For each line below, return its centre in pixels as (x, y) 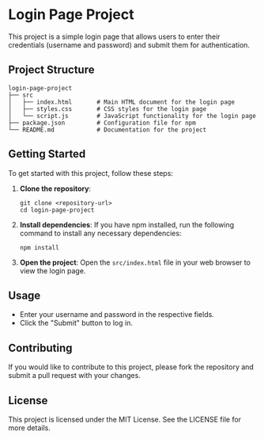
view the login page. (53, 270)
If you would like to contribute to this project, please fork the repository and (131, 367)
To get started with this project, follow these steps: (91, 173)
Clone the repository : (55, 189)
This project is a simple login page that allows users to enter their (114, 36)
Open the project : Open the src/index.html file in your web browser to (135, 262)
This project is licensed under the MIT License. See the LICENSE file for (125, 419)
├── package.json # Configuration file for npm (102, 123)
